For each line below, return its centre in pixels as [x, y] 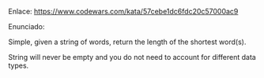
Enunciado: [26, 26]
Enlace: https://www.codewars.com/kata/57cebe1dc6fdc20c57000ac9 [123, 11]
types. [19, 65]
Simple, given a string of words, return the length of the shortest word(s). [127, 42]
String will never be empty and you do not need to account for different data [132, 57]
